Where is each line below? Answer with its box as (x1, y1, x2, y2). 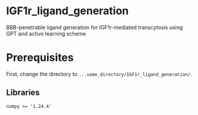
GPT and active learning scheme (6, 30, 86, 37)
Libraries (6, 88, 40, 98)
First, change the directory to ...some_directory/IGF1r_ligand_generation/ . (6, 70, 192, 78)
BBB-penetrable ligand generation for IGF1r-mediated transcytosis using (6, 24, 183, 31)
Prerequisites (6, 51, 74, 65)
